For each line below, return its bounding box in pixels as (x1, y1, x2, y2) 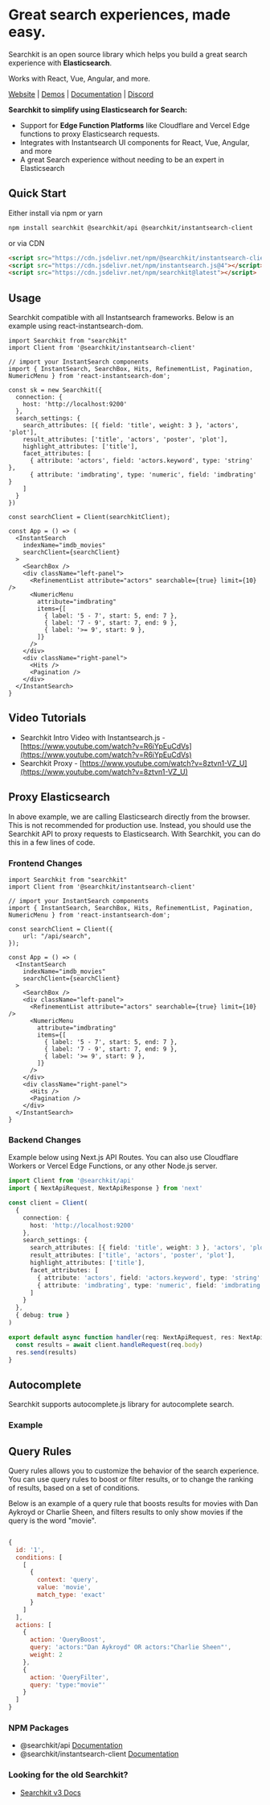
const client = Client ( (8, 1199, 88, 1207)
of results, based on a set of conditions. (8, 1483, 141, 1492)
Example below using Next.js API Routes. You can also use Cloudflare (8, 1153, 239, 1162)
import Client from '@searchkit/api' (8, 1177, 135, 1185)
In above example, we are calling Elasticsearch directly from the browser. (8, 812, 251, 821)
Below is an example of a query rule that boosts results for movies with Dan (8, 1498, 259, 1508)
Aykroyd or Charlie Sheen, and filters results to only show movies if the (8, 1507, 243, 1516)
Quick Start (8, 187, 67, 201)
